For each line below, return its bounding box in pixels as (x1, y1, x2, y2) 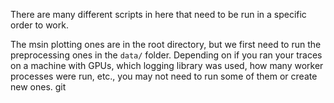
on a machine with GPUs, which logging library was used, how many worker (10, 60, 324, 71)
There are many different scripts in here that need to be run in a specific (10, 9, 307, 20)
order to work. (10, 19, 69, 31)
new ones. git (10, 81, 67, 93)
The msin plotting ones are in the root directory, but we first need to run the (10, 39, 322, 50)
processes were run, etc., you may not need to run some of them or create (10, 70, 318, 82)
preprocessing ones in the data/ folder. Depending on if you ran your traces (10, 49, 323, 61)
